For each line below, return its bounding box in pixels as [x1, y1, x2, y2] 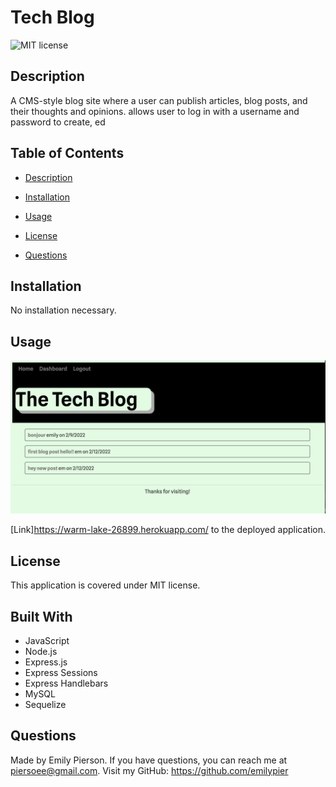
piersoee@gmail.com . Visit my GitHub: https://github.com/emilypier [10, 764, 289, 776]
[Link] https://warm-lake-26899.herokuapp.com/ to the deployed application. [10, 524, 326, 536]
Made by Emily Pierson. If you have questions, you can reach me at [10, 754, 288, 766]
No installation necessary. [10, 304, 117, 316]
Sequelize [24, 698, 67, 710]
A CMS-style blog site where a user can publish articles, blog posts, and [10, 94, 308, 106]
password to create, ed [10, 116, 106, 128]
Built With [10, 608, 73, 625]
